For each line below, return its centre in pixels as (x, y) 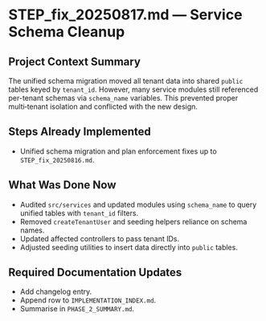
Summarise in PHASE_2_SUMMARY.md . (77, 309)
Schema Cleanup (67, 32)
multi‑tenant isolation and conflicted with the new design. (103, 107)
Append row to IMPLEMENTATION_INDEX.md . (88, 300)
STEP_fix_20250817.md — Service (125, 15)
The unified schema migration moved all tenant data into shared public (126, 81)
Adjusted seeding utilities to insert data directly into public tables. (129, 247)
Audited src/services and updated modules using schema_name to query (138, 204)
